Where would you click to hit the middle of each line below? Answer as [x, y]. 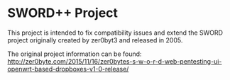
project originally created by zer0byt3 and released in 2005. [95, 40]
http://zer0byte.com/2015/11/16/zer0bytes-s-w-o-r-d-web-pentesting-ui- [115, 61]
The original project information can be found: [75, 54]
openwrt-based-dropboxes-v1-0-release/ [68, 69]
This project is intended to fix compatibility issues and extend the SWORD [115, 33]
